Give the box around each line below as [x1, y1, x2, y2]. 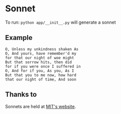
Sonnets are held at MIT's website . [5, 103, 76, 109]
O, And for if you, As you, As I [5, 68, 74, 73]
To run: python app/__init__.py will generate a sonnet [5, 19, 116, 25]
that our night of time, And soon [5, 77, 77, 82]
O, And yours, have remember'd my [5, 51, 77, 56]
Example [5, 34, 33, 42]
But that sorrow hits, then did [5, 60, 72, 65]
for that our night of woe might [5, 55, 74, 60]
